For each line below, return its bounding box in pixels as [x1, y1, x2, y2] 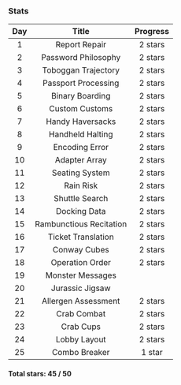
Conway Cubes [52, 245, 109, 256]
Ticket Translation [47, 231, 114, 242]
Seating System [51, 167, 110, 178]
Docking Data [55, 206, 106, 217]
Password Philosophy [40, 52, 121, 63]
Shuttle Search [54, 193, 109, 204]
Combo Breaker [51, 347, 110, 358]
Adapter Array [54, 155, 108, 166]
